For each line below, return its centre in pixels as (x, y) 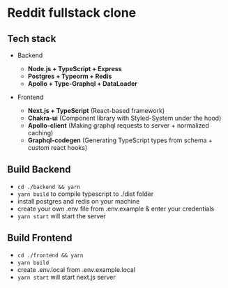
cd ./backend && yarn (48, 187)
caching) (40, 133)
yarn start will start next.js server (67, 277)
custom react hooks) (58, 147)
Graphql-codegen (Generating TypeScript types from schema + (120, 140)
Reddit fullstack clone (72, 13)
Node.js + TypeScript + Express (75, 69)
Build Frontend (40, 238)
